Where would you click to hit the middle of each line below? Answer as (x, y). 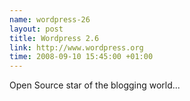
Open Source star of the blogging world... (95, 85)
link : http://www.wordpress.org (76, 47)
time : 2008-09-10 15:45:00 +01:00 (81, 57)
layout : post (36, 29)
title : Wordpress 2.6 (54, 38)
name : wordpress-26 (50, 19)
